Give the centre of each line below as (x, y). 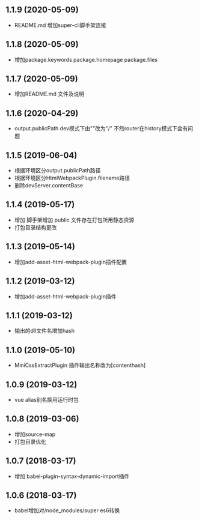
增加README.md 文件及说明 (49, 94)
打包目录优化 (30, 441)
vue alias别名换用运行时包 (46, 399)
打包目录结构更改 (35, 227)
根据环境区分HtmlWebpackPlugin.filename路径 (72, 178)
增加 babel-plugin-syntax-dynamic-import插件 (72, 476)
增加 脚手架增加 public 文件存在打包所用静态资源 (74, 220)
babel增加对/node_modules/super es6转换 (67, 510)
